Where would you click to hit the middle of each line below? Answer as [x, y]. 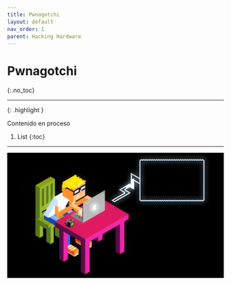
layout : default [30, 22]
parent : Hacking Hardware [44, 36]
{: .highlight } [25, 110]
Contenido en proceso [39, 123]
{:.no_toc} [21, 90]
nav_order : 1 [26, 29]
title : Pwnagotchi [33, 14]
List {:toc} [31, 137]
